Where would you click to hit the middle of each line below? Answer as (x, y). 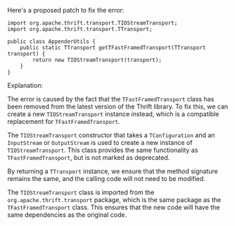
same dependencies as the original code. (67, 215)
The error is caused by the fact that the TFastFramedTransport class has (111, 99)
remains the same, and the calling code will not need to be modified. (106, 178)
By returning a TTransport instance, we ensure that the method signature (113, 171)
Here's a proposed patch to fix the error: (66, 10)
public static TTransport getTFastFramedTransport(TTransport (113, 48)
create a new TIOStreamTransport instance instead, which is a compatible (113, 114)
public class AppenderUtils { (52, 42)
